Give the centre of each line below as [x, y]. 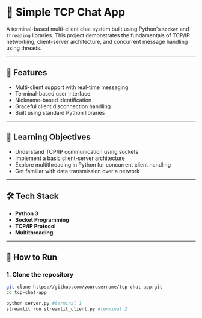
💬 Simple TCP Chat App [66, 12]
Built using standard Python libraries [60, 112]
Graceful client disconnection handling [63, 106]
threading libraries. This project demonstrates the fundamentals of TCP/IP [98, 35]
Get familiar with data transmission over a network [77, 171]
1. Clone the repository [40, 274]
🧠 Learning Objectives [49, 137]
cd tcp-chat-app [26, 292]
